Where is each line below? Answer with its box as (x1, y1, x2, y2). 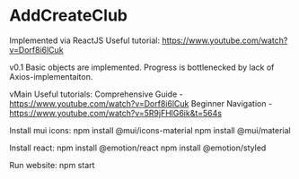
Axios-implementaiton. (9, 71, 93, 81)
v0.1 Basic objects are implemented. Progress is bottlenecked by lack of (9, 62, 275, 72)
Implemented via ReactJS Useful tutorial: (9, 35, 161, 46)
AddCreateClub (9, 5, 128, 26)
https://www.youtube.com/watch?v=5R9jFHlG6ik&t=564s (9, 107, 223, 118)
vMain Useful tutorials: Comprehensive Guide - (9, 89, 183, 99)
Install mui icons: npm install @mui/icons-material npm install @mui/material (9, 124, 291, 135)
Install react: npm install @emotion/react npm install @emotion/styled (9, 142, 267, 153)
